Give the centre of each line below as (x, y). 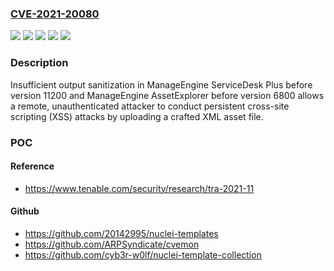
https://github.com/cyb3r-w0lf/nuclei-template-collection (143, 254)
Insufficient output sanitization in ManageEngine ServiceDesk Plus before (161, 84)
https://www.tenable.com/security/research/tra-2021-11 (139, 188)
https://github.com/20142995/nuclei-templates (121, 233)
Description (39, 63)
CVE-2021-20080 (55, 14)
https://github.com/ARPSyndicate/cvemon (112, 244)
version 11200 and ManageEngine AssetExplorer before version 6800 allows (167, 95)
